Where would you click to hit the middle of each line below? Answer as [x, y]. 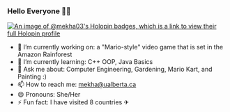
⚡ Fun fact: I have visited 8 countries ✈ [73, 102]
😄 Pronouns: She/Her [49, 95]
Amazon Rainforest [45, 54]
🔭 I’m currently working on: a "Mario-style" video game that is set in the [120, 47]
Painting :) [32, 77]
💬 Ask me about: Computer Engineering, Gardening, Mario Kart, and [115, 70]
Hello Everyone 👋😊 [39, 11]
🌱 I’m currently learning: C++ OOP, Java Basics [85, 62]
